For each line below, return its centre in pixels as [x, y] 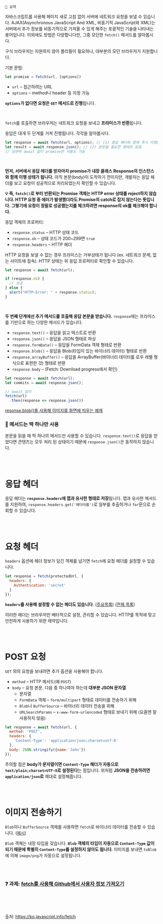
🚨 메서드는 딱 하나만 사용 [32, 425]
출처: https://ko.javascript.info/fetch [41, 916]
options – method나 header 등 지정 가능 [51, 93]
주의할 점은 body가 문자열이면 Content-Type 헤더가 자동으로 [62, 764]
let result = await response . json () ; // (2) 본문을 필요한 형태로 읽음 [73, 147]
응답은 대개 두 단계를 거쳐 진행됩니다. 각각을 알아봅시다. [57, 133]
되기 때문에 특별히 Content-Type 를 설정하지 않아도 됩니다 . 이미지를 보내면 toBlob [81, 849]
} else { [14, 288]
